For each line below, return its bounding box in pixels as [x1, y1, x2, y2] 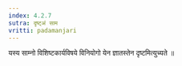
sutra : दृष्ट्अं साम [8, 19, 59, 27]
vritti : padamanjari [8, 26, 78, 34]
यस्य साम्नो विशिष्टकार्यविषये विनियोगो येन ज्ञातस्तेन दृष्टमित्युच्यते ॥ [8, 49, 175, 58]
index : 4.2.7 [8, 11, 52, 20]
